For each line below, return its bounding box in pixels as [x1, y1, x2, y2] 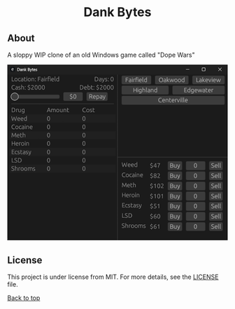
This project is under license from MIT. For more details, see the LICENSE [7, 273, 219, 281]
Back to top [7, 294, 41, 302]
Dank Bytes [83, 4, 152, 20]
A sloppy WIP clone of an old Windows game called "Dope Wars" [7, 50, 195, 59]
